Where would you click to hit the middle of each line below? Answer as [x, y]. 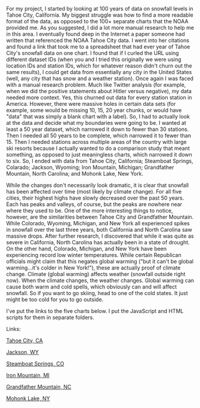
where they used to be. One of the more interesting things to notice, [90, 211]
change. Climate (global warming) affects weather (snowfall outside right [96, 274]
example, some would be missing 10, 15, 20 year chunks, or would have [94, 110]
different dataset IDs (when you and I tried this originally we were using [94, 59]
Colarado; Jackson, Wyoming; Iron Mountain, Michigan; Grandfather [90, 167]
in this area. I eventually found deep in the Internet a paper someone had [96, 34]
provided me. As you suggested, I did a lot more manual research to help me [100, 27]
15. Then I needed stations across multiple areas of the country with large [96, 142]
